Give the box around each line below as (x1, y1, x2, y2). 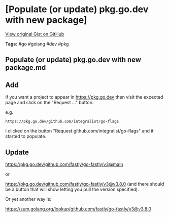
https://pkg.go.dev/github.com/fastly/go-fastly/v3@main (5, 161, 123, 167)
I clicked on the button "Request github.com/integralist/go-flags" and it (5, 128, 154, 134)
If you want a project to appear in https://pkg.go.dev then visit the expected (5, 94, 163, 100)
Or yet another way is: (5, 196, 52, 202)
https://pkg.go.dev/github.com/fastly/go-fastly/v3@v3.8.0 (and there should (5, 181, 164, 187)
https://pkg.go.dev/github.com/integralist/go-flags (5, 119, 119, 124)
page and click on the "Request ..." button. (5, 100, 94, 106)
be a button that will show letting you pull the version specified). (5, 186, 139, 192)
